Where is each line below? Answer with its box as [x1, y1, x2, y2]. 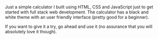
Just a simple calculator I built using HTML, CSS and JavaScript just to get [5, 4, 154, 10]
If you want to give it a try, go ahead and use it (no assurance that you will [5, 24, 153, 29]
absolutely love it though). [5, 29, 57, 34]
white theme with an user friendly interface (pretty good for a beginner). [5, 14, 149, 20]
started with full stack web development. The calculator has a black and [5, 9, 149, 15]
